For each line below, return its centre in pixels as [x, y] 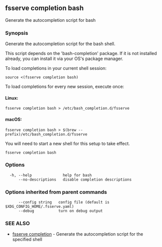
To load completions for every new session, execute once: [65, 87]
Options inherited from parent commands [56, 192]
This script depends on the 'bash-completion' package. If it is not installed [81, 54]
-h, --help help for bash [51, 175]
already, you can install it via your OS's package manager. [64, 59]
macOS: [14, 119]
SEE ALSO [18, 224]
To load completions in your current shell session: [56, 68]
